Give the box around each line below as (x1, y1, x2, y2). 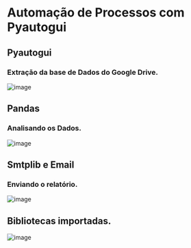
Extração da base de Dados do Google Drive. (7, 67, 159, 77)
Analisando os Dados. (7, 124, 82, 133)
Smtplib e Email (7, 159, 75, 170)
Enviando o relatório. (7, 179, 78, 189)
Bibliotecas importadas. (7, 215, 112, 227)
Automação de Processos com (7, 5, 185, 21)
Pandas (7, 103, 40, 115)
